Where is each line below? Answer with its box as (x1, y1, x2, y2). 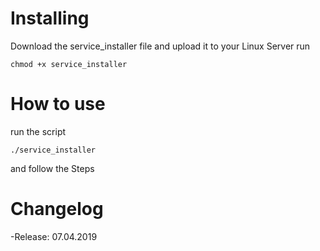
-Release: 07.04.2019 (10, 230, 98, 242)
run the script (10, 125, 67, 137)
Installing (10, 7, 90, 30)
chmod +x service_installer (10, 59, 128, 69)
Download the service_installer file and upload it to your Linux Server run (10, 40, 311, 52)
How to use (10, 93, 106, 116)
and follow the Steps (10, 162, 95, 174)
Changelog (10, 198, 104, 221)
